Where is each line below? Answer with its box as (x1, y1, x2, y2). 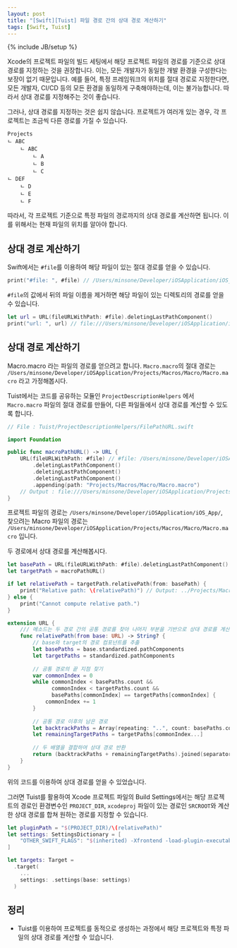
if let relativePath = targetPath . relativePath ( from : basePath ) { (7, 580, 207, 588)
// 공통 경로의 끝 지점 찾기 (32, 665, 104, 673)
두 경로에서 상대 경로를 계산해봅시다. (7, 547, 107, 556)
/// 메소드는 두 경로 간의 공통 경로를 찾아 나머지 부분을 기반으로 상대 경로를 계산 (20, 626, 231, 633)
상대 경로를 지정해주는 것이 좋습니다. (20, 92, 121, 101)
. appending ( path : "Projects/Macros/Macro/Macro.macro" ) (32, 481, 200, 488)
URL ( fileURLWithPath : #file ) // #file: (20, 455, 138, 462)
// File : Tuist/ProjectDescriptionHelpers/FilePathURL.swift (7, 423, 194, 431)
